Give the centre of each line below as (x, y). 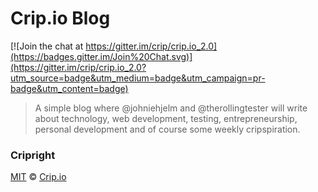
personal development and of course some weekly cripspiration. (167, 129)
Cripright (33, 155)
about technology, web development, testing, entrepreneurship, (166, 118)
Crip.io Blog (60, 18)
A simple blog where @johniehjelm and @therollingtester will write (171, 108)
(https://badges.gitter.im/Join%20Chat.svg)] (101, 56)
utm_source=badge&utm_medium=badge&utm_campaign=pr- (138, 78)
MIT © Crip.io (38, 177)
